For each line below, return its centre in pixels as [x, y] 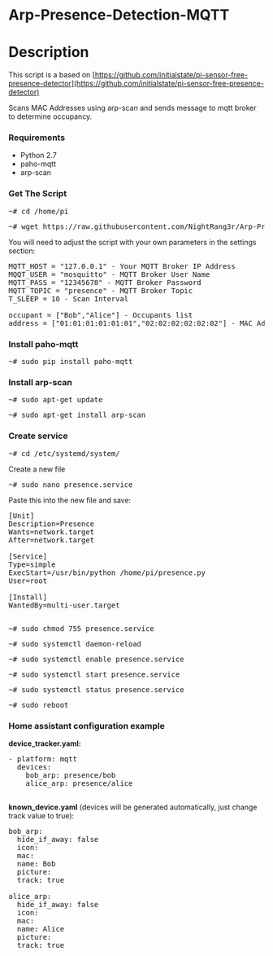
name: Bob [36, 864]
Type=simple [32, 564]
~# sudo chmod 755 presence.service [81, 628]
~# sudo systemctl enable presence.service [96, 659]
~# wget [24, 226]
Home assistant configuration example [87, 726]
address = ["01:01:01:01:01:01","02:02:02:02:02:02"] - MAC [131, 323]
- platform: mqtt [43, 759]
